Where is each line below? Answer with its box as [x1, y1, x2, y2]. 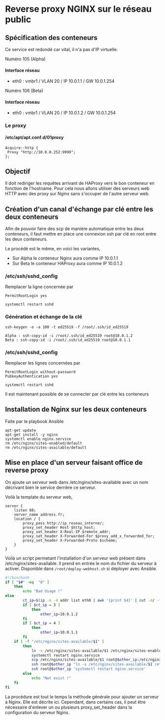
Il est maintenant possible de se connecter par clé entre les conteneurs [5, 391, 149, 397]
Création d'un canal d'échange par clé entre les [5, 205, 154, 213]
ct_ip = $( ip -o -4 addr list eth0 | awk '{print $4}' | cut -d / [23, 598, 155, 603]
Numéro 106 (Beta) [5, 88, 43, 94]
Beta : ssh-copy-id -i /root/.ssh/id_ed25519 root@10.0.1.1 [5, 337, 131, 342]
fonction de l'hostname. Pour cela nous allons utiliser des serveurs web [5, 185, 150, 191]
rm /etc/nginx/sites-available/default [5, 445, 87, 450]
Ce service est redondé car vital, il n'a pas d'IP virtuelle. [5, 47, 118, 52]
